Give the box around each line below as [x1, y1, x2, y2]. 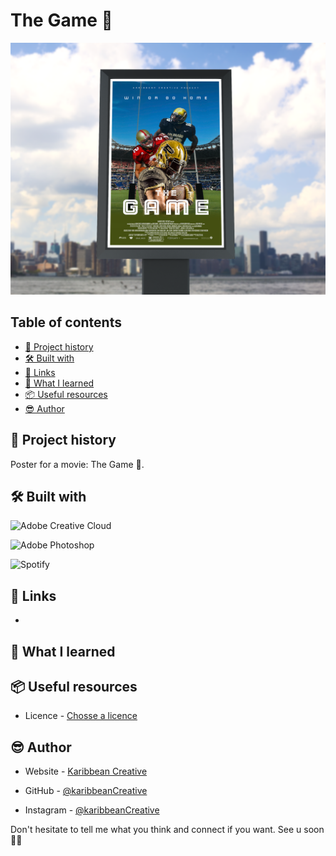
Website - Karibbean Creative [24, 765, 148, 778]
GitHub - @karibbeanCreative [24, 785, 148, 797]
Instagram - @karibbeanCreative [24, 804, 160, 816]
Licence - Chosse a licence [24, 710, 138, 722]
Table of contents [10, 314, 122, 331]
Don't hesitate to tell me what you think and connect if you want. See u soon [10, 824, 325, 836]
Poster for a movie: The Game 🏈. [10, 458, 145, 470]
